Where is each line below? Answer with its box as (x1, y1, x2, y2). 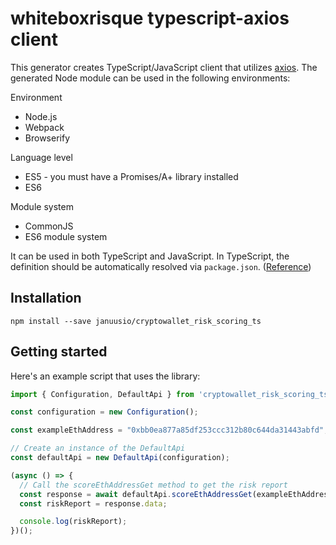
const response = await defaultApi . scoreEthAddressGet (19, 489, 253, 499)
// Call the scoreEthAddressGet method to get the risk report (19, 480, 288, 490)
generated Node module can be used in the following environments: (10, 72, 291, 84)
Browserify (24, 132, 70, 144)
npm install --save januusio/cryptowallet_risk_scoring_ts (10, 316, 262, 326)
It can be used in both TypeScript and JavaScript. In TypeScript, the (10, 250, 290, 262)
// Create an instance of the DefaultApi (10, 443, 186, 454)
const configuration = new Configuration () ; (10, 407, 199, 417)
